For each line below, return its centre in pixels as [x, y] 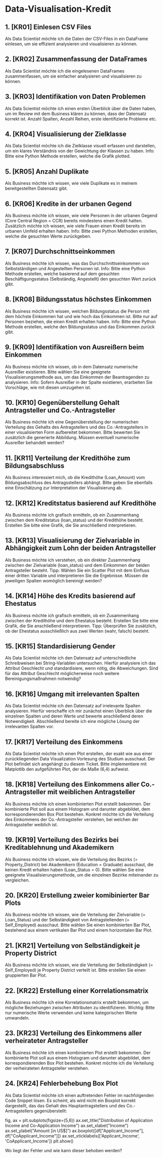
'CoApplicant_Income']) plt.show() [39, 1141]
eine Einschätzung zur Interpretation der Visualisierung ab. [64, 488]
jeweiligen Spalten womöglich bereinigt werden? [54, 580]
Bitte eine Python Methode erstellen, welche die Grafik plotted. [68, 156]
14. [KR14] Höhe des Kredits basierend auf [70, 596]
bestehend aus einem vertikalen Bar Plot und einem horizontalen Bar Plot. [79, 930]
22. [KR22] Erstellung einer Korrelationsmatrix [77, 990]
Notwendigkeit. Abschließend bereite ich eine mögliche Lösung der [72, 721]
